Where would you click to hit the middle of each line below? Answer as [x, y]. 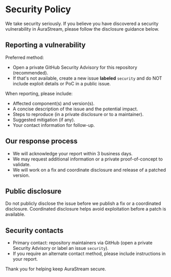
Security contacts [34, 230]
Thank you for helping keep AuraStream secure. [56, 269]
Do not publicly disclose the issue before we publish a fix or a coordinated [83, 203]
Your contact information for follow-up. [54, 125]
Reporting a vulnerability [45, 45]
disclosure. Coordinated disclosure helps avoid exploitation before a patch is [86, 209]
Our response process [42, 141]
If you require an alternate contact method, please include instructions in [89, 253]
